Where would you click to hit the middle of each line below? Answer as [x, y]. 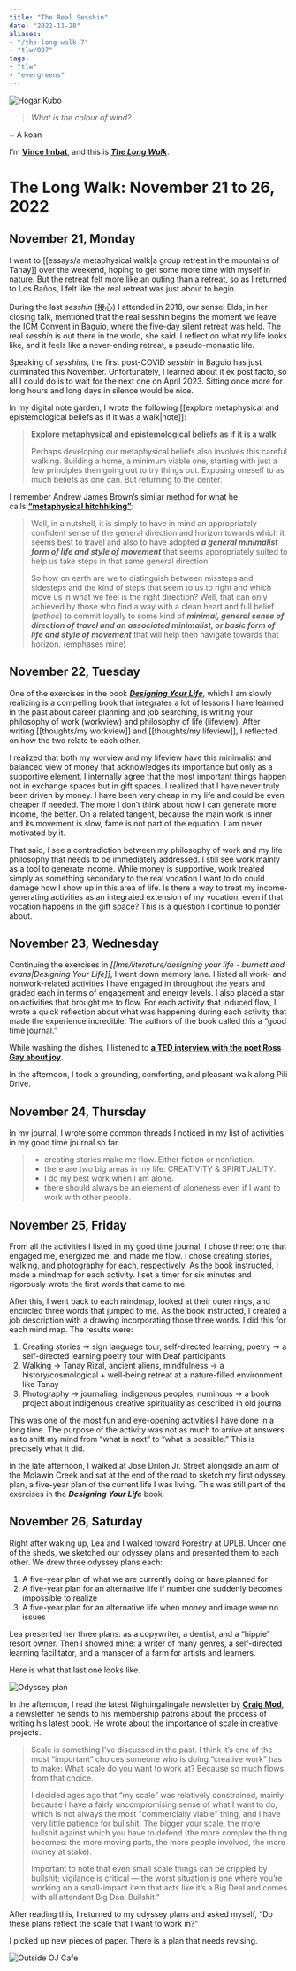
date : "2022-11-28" [45, 26]
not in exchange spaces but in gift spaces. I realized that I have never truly [144, 786]
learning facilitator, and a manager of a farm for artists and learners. [133, 1652]
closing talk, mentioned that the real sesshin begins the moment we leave [143, 316]
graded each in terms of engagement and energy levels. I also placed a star [147, 993]
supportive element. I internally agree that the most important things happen [148, 776]
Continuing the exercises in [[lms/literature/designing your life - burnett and [147, 965]
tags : [19, 58]
